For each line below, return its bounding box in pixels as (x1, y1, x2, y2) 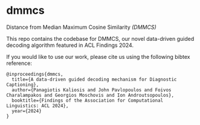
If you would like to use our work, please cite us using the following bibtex (6, 53, 190, 60)
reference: (6, 59, 32, 67)
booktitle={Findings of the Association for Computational (11, 97, 164, 103)
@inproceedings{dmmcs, (6, 71, 63, 77)
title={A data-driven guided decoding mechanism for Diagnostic (11, 76, 177, 82)
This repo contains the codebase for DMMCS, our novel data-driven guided (6, 35, 195, 42)
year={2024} (11, 108, 42, 114)
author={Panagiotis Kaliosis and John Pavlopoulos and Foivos (11, 87, 172, 93)
